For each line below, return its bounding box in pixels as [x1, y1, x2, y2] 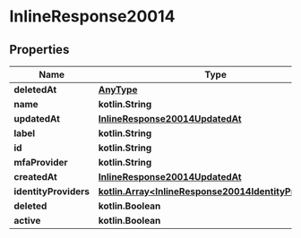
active [13, 215, 41, 226]
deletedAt [13, 83, 57, 96]
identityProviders [13, 185, 90, 198]
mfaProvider [13, 157, 69, 168]
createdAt [13, 171, 58, 183]
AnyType [98, 83, 138, 96]
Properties [9, 42, 70, 57]
